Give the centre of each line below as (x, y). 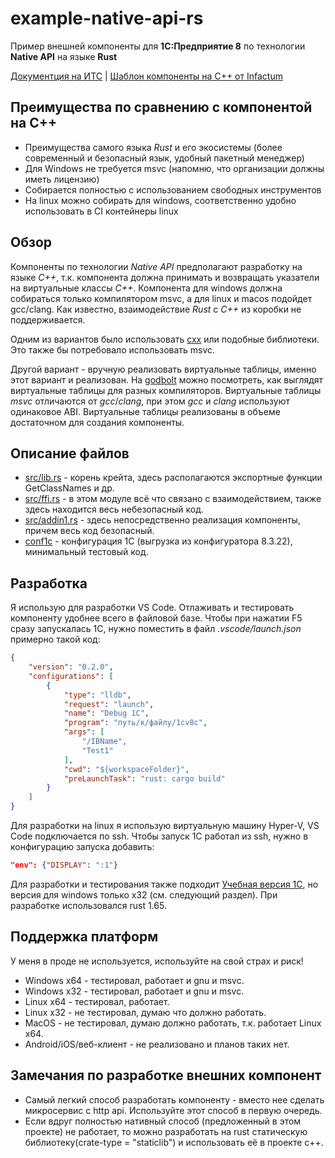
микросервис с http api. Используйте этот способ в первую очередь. (173, 1110)
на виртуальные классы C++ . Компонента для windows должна (146, 288)
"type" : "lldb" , (97, 695)
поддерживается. (48, 319)
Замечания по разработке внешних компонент (166, 1075)
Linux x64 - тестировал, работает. (97, 1001)
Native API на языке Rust (64, 56)
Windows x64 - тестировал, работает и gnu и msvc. (134, 980)
